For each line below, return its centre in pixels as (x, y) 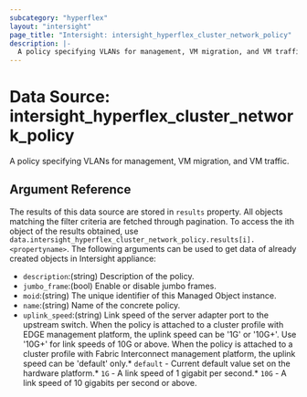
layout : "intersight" (51, 26)
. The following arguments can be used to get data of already (182, 248)
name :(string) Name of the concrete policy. (101, 305)
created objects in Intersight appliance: (83, 258)
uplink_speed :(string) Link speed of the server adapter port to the (146, 315)
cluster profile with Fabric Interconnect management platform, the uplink (159, 353)
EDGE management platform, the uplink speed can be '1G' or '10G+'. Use (159, 334)
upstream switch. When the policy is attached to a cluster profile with (153, 324)
